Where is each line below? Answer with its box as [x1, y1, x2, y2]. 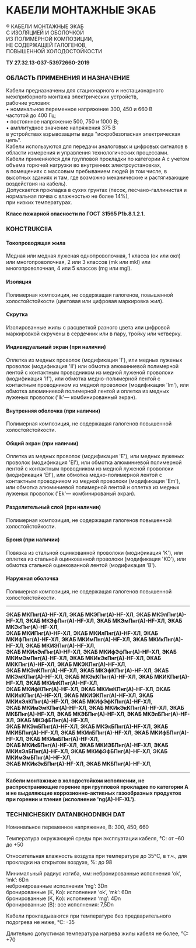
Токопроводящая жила [6, 239, 66, 246]
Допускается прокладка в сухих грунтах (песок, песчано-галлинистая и [6, 187, 187, 194]
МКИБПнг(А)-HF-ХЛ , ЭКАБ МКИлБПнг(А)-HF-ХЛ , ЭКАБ [6, 729, 149, 736]
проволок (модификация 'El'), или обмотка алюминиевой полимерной [6, 459, 182, 466]
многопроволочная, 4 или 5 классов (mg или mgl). [6, 265, 132, 272]
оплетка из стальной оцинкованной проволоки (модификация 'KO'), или [6, 555, 187, 562]
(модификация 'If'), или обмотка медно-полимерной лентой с [6, 375, 161, 382]
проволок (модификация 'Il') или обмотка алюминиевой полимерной [6, 362, 179, 369]
